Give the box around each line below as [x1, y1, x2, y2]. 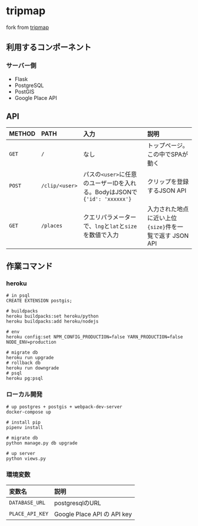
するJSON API [147, 186, 187, 195]
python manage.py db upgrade [6, 440, 78, 446]
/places [41, 222, 63, 229]
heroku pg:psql [6, 376, 44, 382]
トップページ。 [147, 141, 189, 150]
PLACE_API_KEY [9, 510, 49, 517]
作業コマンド [6, 261, 53, 271]
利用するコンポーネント [6, 43, 91, 53]
